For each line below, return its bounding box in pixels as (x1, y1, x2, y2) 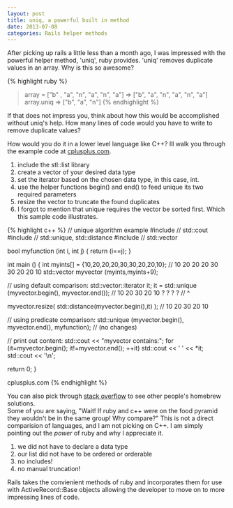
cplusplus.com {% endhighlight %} (7, 378, 107, 387)
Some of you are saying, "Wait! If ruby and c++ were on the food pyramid (7, 407, 218, 415)
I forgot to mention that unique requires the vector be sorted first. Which (17, 205, 225, 213)
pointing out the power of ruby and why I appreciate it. (7, 429, 164, 438)
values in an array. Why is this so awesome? (7, 63, 135, 72)
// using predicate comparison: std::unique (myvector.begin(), (7, 316, 184, 324)
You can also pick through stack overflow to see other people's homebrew (7, 392, 221, 401)
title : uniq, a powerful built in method (7, 17, 130, 24)
